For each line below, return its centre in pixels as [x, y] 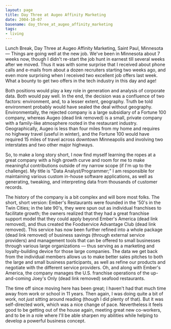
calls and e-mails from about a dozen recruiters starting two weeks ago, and [86, 70]
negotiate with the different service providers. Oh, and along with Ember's [83, 268]
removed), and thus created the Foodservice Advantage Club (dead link [81, 224]
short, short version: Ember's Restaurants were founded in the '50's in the [83, 203]
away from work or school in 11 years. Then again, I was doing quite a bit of [84, 294]
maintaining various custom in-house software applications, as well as [79, 176]
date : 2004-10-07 [24, 19]
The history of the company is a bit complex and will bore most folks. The [82, 197]
